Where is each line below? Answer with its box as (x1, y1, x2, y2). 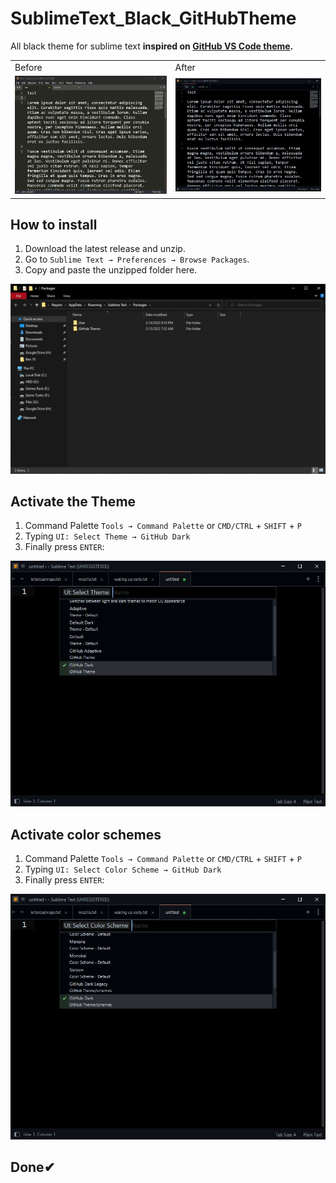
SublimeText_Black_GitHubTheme (10, 7, 297, 30)
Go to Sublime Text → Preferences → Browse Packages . (24, 253, 250, 266)
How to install (10, 216, 98, 233)
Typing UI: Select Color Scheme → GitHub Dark (24, 863, 222, 875)
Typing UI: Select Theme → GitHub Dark (24, 530, 191, 542)
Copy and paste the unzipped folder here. (24, 264, 198, 276)
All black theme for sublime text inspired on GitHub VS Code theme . (10, 40, 294, 52)
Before (14, 61, 43, 73)
